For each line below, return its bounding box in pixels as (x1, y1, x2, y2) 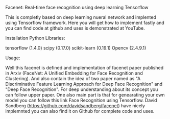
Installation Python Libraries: (5, 35, 65, 41)
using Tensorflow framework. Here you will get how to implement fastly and (5, 20, 164, 26)
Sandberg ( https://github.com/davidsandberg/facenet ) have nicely (5, 103, 145, 109)
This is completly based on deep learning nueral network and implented (5, 14, 157, 20)
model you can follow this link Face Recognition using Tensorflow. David (5, 97, 157, 103)
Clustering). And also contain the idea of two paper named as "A (5, 76, 141, 81)
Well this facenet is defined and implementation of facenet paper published (5, 65, 164, 70)
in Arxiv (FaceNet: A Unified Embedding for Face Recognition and (5, 70, 143, 76)
